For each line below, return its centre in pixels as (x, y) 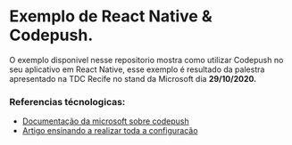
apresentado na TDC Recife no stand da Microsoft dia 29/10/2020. (133, 78)
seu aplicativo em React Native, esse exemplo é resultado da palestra (137, 69)
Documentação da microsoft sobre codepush (105, 121)
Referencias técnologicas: (67, 101)
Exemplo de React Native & (111, 16)
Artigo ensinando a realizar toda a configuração (110, 131)
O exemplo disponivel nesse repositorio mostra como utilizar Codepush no (146, 60)
